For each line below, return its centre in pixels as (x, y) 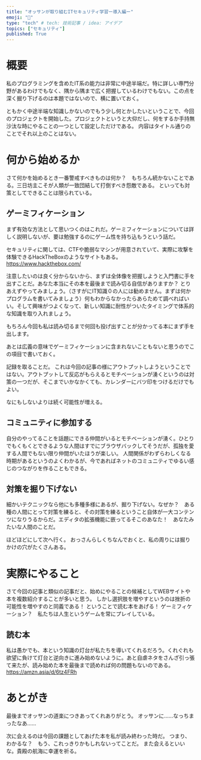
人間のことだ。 (40, 527)
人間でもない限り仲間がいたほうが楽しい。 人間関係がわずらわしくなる (104, 453)
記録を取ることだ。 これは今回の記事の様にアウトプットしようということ (96, 367)
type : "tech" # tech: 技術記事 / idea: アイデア (64, 23)
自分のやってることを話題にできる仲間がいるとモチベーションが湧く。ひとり (100, 438)
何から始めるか (43, 160)
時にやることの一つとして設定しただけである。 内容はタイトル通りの (106, 126)
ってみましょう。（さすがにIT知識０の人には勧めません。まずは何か (109, 291)
